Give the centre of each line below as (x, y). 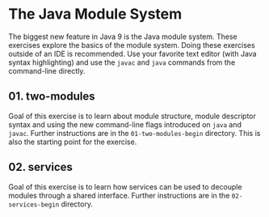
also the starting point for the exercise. (73, 142)
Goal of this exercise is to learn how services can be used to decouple (125, 186)
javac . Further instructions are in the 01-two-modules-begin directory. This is (134, 133)
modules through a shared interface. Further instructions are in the (119, 195)
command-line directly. (47, 70)
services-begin (34, 204)
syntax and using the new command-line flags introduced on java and (125, 124)
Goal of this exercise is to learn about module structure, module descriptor (132, 116)
